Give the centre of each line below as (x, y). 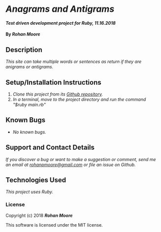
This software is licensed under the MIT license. (54, 225)
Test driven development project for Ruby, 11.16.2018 (61, 23)
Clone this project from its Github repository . (58, 94)
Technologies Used (36, 180)
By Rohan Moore (23, 34)
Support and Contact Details (50, 148)
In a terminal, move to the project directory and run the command (79, 99)
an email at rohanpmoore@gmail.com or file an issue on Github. (71, 165)
